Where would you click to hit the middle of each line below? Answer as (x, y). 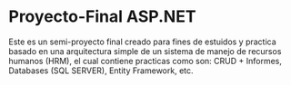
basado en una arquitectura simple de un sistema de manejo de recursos (145, 51)
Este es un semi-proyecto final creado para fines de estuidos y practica (142, 42)
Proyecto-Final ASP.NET (102, 17)
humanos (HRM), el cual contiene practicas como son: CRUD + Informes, (145, 61)
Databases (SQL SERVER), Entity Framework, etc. (101, 71)
